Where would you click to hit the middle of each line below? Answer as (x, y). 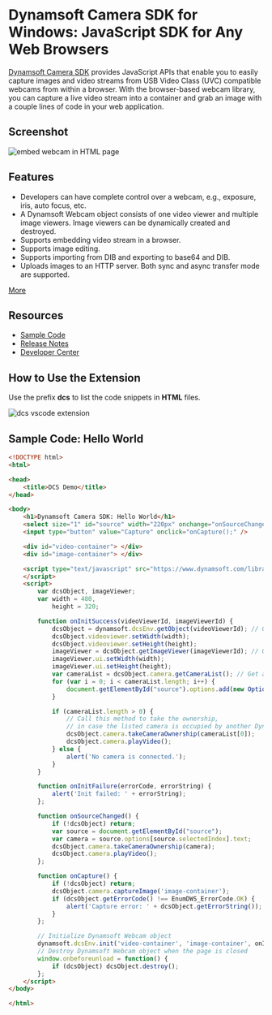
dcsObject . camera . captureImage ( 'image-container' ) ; (140, 891)
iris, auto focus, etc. (53, 205)
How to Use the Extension (75, 378)
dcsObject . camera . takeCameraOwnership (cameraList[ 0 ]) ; (160, 734)
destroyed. (38, 231)
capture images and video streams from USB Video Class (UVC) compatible (135, 80)
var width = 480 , (66, 599)
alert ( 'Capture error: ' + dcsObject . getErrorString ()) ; (164, 906)
